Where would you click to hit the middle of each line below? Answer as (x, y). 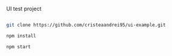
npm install (21, 36)
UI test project (24, 9)
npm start (19, 47)
